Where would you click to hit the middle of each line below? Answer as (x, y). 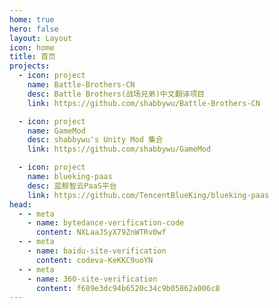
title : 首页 (32, 57)
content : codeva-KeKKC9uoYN (94, 260)
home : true (32, 19)
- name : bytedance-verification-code (106, 223)
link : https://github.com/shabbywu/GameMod (119, 149)
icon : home (32, 47)
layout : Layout (41, 38)
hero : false (34, 29)
